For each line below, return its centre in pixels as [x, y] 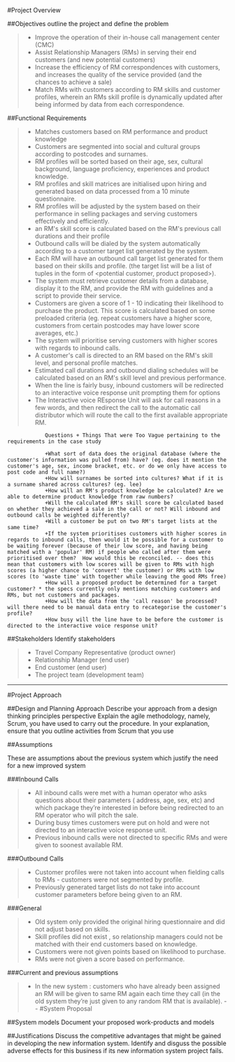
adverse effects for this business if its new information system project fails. [115, 1051]
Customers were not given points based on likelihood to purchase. [130, 951]
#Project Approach [34, 695]
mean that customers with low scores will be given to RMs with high [111, 564]
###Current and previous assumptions [63, 973]
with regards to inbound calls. [78, 348]
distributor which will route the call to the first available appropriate [131, 415]
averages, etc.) [56, 333]
